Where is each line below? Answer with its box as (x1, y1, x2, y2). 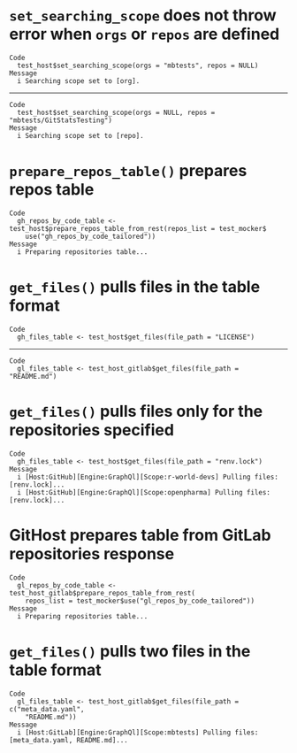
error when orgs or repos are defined (9, 24, 280, 44)
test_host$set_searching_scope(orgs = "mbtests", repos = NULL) (17, 61, 259, 70)
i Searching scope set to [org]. (17, 76, 141, 85)
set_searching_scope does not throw (9, 5, 277, 26)
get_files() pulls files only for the (9, 402, 263, 421)
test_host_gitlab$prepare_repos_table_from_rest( (9, 588, 196, 597)
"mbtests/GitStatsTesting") (9, 116, 113, 125)
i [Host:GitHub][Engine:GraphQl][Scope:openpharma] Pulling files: (17, 488, 271, 496)
